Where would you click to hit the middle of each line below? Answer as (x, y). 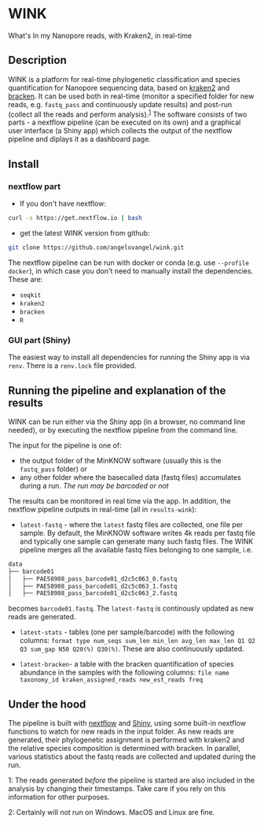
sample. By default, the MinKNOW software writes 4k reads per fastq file (137, 533)
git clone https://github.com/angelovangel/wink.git (96, 247)
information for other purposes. (59, 797)
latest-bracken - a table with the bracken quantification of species (126, 664)
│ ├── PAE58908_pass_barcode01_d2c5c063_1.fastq (93, 586)
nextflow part (35, 186)
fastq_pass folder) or (53, 469)
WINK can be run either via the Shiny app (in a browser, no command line (127, 422)
